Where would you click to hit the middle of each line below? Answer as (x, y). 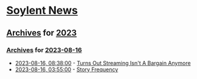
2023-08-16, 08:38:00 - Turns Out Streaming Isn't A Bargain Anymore (103, 63)
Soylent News (42, 11)
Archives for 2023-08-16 (44, 50)
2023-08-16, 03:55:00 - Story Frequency (67, 69)
